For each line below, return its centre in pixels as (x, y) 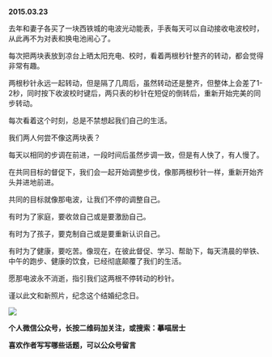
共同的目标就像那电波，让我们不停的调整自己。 (86, 199)
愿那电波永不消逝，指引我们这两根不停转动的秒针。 (93, 278)
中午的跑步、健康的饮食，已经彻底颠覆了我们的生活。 (97, 261)
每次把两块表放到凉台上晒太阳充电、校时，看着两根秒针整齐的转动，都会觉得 (136, 55)
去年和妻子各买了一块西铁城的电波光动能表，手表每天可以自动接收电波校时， (136, 28)
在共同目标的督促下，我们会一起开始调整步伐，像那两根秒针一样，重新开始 (132, 172)
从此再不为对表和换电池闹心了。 (62, 38)
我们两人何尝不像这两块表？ (55, 138)
